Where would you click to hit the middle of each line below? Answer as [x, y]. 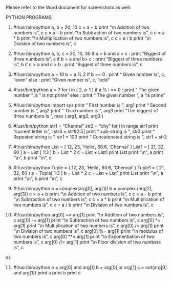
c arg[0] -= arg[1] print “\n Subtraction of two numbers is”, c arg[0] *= [87, 220]
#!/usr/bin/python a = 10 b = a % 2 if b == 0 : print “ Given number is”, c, [89, 74]
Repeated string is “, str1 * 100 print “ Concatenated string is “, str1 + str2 [90, 137]
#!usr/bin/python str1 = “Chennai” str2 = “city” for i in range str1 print [85, 126]
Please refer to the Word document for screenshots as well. [69, 7]
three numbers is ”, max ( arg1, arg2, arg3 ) [58, 116]
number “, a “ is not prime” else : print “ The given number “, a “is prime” [89, 95]
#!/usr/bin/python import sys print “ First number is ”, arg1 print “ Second [90, 105]
